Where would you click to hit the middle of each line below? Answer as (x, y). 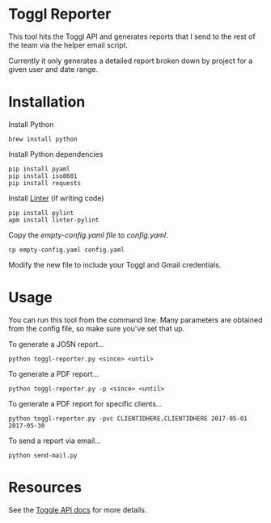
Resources (45, 487)
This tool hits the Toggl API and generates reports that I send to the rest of (132, 36)
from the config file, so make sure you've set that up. (97, 328)
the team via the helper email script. (68, 44)
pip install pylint (41, 213)
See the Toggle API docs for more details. (78, 509)
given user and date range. (53, 69)
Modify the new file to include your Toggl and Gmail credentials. (115, 264)
